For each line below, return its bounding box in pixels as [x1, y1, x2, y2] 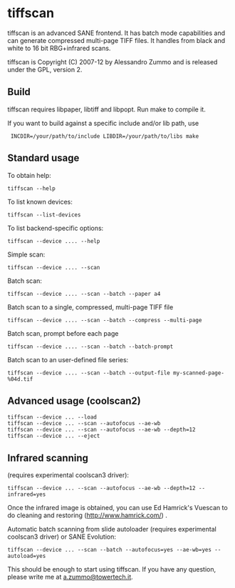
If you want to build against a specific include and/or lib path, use [7, 119, 199, 127]
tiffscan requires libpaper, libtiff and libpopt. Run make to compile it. [7, 105, 207, 114]
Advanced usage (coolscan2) [7, 394, 141, 407]
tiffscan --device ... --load [7, 414, 98, 421]
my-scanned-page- [173, 369, 224, 377]
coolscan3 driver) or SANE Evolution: [7, 532, 116, 541]
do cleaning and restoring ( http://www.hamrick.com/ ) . [7, 511, 167, 519]
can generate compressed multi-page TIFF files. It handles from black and [7, 36, 226, 44]
